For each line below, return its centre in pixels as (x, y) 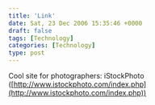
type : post (27, 53)
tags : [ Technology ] (41, 38)
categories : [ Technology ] (52, 46)
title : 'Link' (32, 16)
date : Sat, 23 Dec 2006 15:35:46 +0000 (75, 23)
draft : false (30, 30)
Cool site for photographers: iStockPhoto (76, 76)
